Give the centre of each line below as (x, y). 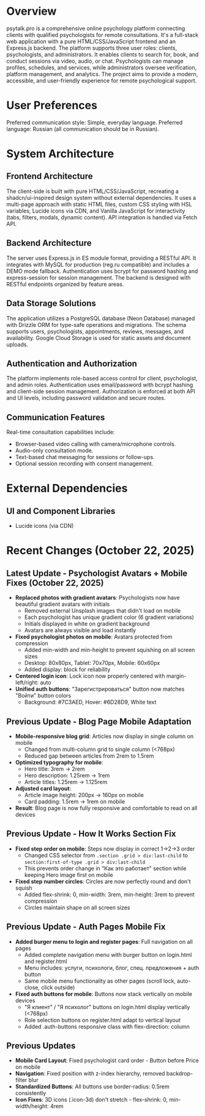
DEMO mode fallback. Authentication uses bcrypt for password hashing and (102, 271)
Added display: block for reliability (67, 670)
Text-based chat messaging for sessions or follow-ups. (85, 457)
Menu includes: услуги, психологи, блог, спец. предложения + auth (112, 968)
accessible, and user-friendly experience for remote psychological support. (102, 81)
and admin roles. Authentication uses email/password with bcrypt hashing (100, 385)
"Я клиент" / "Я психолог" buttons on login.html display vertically (107, 1007)
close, (32, 987)
